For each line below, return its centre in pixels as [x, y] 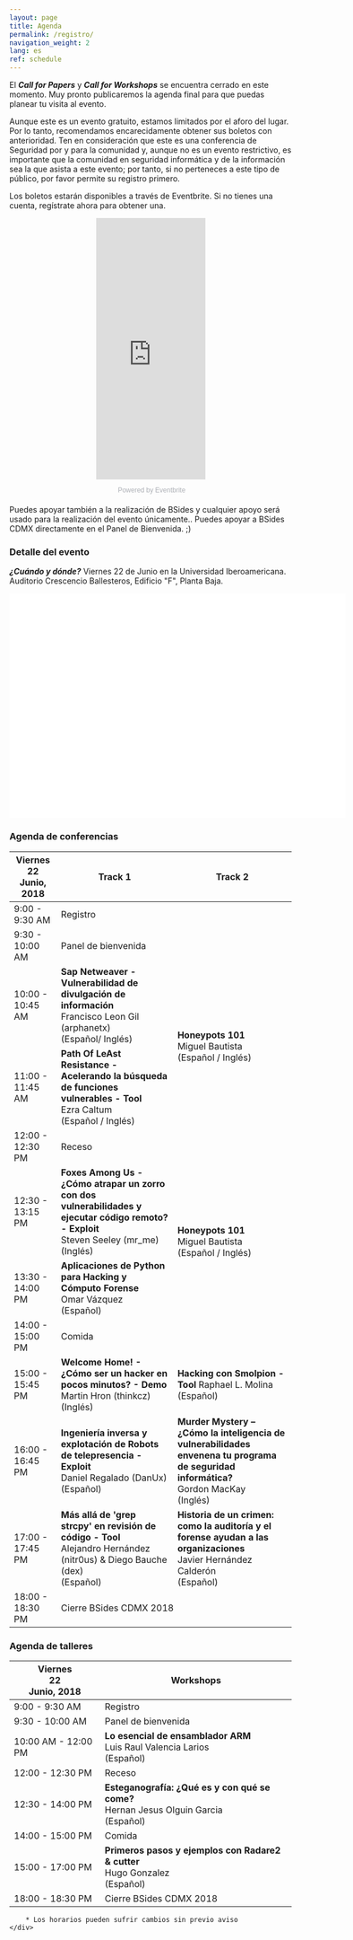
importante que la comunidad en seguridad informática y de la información [147, 159]
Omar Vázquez [92, 1299]
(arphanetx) [86, 1027]
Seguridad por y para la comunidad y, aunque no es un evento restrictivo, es [151, 150]
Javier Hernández [215, 1559]
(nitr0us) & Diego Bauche [114, 1559]
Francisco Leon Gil [100, 1016]
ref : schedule [36, 59]
